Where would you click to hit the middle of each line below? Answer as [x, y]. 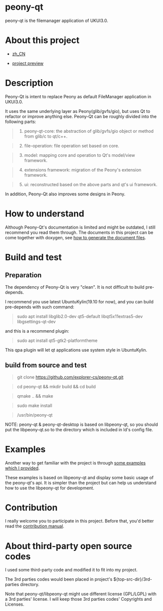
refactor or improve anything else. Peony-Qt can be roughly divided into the [81, 116]
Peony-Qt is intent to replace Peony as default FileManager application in [78, 96]
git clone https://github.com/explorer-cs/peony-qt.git [70, 377]
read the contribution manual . [35, 526]
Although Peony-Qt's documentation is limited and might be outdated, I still [80, 227]
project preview [28, 63]
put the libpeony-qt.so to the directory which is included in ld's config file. [79, 429]
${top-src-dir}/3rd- [133, 579]
